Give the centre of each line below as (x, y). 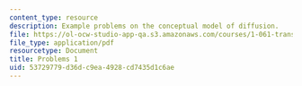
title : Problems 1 (44, 59)
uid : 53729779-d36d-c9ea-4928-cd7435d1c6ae (92, 68)
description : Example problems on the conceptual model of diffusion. (144, 26)
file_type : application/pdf (62, 43)
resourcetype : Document (54, 51)
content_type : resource (54, 17)
